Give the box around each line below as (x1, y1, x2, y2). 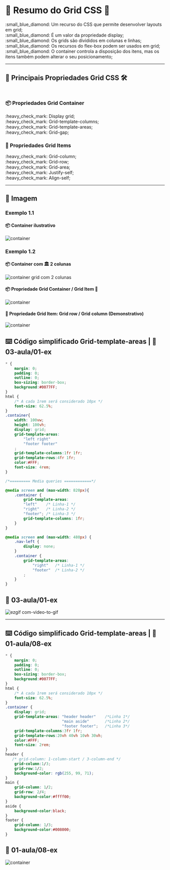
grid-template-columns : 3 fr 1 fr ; (14, 728, 82, 733)
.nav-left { (14, 539, 39, 544)
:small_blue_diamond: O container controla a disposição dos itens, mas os (5, 48, 159, 54)
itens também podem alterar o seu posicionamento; (5, 53, 113, 60)
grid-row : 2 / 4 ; (14, 789, 47, 795)
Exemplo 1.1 (5, 210, 34, 217)
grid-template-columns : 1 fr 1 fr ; (14, 451, 82, 456)
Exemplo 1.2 (5, 248, 36, 255)
